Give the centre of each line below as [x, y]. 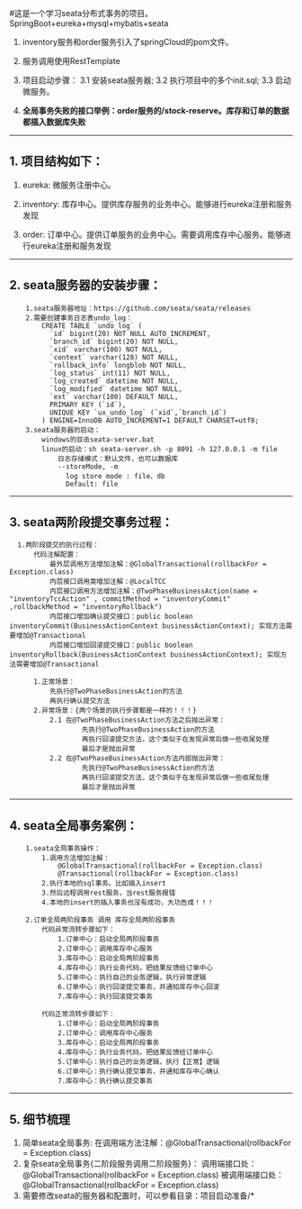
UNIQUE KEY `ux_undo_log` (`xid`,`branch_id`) [138, 413]
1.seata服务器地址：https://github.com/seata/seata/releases [138, 308]
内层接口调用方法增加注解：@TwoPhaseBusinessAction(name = [153, 591]
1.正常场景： [54, 682]
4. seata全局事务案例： [74, 826]
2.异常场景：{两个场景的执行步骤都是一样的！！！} [115, 711]
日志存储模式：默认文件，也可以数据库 [117, 459]
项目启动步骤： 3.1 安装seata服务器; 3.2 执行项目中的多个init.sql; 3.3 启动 [157, 80]
